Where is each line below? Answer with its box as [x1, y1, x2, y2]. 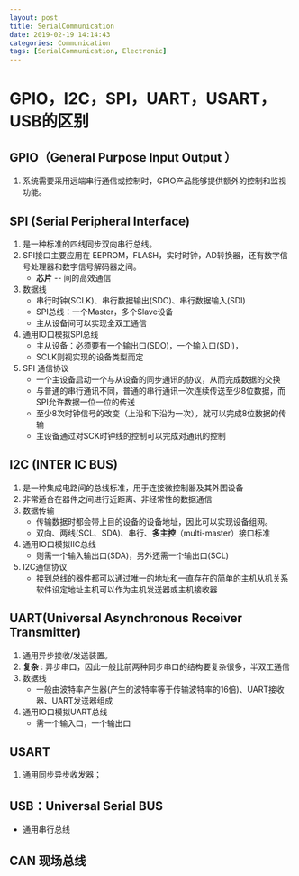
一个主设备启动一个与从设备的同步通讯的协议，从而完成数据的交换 [35, 374, 281, 385]
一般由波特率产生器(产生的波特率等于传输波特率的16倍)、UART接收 [35, 684, 285, 694]
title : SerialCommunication [9, 22, 115, 31]
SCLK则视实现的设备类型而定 [35, 351, 144, 362]
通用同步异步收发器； [22, 769, 102, 780]
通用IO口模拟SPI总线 [22, 329, 99, 340]
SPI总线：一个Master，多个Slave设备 [35, 306, 174, 317]
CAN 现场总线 [9, 853, 86, 868]
